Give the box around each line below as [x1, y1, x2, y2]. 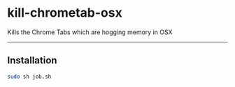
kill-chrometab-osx [7, 5, 122, 21]
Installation [7, 54, 57, 67]
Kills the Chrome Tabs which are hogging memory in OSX [7, 28, 173, 36]
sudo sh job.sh [7, 73, 52, 80]
